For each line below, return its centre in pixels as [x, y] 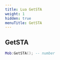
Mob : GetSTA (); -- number [30, 53]
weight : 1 [15, 14]
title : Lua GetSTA [23, 9]
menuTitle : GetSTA [23, 23]
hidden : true [18, 18]
